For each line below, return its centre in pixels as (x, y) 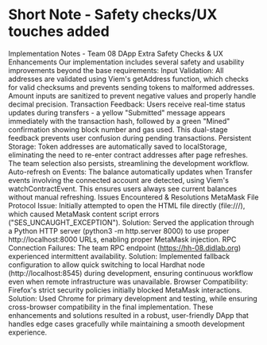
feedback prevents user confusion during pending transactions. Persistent (130, 138)
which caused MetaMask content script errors (84, 214)
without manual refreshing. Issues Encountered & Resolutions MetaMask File (133, 197)
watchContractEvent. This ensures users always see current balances (122, 188)
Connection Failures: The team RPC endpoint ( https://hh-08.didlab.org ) (125, 247)
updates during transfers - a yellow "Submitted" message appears (117, 112)
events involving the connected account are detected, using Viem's (118, 180)
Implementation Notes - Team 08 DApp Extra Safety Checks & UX (116, 53)
